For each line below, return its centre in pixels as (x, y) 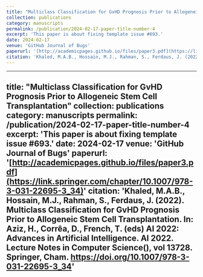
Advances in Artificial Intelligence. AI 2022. (90, 239)
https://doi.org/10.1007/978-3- (130, 257)
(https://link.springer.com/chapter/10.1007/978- (100, 182)
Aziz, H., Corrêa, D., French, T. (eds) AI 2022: (93, 229)
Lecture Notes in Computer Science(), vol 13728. (99, 248)
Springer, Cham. (38, 257)
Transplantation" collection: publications (85, 106)
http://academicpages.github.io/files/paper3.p (103, 163)
